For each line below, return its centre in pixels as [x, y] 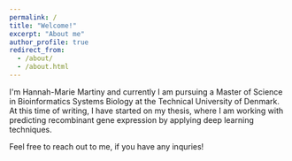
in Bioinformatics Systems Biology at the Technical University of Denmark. [145, 101]
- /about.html [43, 67]
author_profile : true [49, 42]
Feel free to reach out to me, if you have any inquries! [107, 146]
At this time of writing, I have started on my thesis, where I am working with [146, 111]
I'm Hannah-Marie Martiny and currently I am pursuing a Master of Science [146, 92]
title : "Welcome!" [43, 26]
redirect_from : [37, 50]
